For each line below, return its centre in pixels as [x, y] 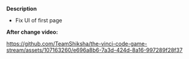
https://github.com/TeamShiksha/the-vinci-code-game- [77, 44]
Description [22, 9]
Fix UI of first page [39, 20]
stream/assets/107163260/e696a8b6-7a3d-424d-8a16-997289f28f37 [94, 50]
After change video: [32, 32]
